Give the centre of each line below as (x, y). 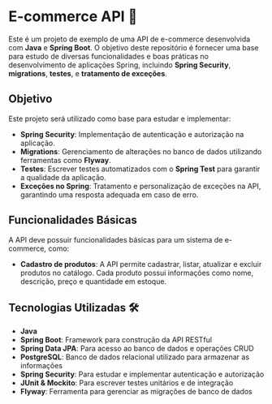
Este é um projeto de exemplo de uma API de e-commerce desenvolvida (130, 39)
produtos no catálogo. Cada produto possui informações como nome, (137, 273)
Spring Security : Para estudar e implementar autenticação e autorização (142, 374)
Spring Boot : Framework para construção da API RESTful (116, 340)
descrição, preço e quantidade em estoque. (93, 281)
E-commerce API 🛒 (73, 17)
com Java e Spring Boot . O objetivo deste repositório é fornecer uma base (134, 47)
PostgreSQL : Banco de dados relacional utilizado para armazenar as (135, 357)
